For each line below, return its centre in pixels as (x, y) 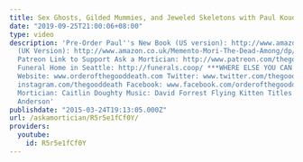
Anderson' (36, 101)
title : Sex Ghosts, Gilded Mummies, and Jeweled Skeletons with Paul (143, 18)
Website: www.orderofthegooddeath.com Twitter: (109, 76)
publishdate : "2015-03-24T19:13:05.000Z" (88, 110)
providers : (30, 127)
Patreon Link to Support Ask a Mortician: (98, 59)
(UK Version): (44, 51)
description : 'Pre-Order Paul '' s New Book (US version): (119, 43)
